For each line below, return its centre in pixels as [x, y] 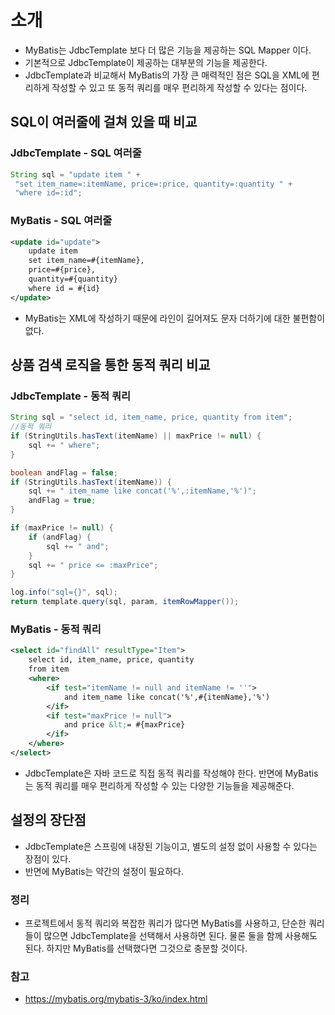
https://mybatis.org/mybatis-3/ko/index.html [116, 999]
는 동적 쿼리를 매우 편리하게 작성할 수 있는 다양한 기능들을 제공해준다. [159, 785]
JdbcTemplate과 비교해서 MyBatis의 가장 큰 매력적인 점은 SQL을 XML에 [167, 75]
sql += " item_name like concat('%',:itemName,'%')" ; [142, 491]
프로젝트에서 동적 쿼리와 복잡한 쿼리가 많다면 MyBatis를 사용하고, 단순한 [165, 923]
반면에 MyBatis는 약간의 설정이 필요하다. [104, 871]
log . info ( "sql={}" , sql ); [64, 592]
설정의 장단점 [48, 820]
